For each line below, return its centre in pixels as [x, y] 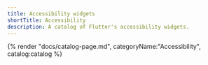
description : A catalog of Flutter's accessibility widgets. [98, 27]
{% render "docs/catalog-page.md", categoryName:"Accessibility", [104, 47]
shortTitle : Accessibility [47, 20]
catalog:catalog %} [35, 54]
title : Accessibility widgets [51, 14]
